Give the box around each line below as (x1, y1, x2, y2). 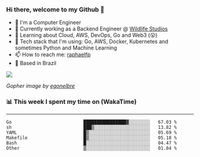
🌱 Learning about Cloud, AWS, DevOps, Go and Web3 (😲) (14, 32, 158, 39)
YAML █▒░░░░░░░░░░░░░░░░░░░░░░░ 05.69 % (6, 130, 177, 136)
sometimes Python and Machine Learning (14, 44, 117, 51)
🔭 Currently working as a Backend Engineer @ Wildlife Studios (14, 25, 168, 32)
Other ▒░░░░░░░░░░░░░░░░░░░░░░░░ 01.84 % (6, 145, 177, 151)
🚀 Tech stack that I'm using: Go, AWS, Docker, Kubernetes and (14, 38, 168, 45)
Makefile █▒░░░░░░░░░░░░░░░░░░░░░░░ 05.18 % (6, 134, 177, 141)
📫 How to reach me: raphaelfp (14, 51, 91, 59)
